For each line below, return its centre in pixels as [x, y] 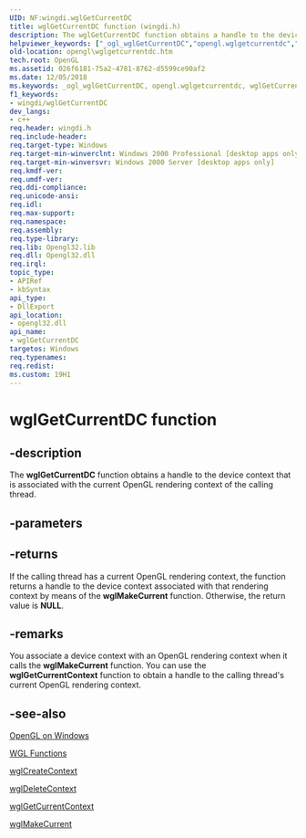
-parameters [46, 523]
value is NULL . [36, 605]
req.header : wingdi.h [51, 129]
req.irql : [28, 264]
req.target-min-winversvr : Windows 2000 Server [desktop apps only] [142, 162]
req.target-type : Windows [58, 145]
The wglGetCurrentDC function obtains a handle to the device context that [150, 475]
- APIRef [26, 281]
